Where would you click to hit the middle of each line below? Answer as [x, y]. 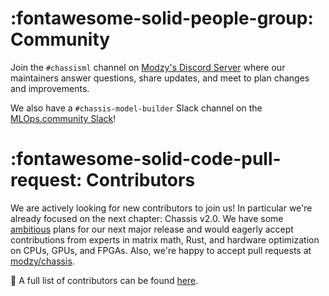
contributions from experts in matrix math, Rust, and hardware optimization [165, 239]
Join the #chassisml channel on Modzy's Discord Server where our [148, 67]
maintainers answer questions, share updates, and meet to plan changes [160, 78]
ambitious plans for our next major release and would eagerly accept [152, 229]
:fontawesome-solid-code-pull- [146, 159]
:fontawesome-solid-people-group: [162, 18]
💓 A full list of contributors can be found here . [104, 280]
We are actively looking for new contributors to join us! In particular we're [161, 208]
